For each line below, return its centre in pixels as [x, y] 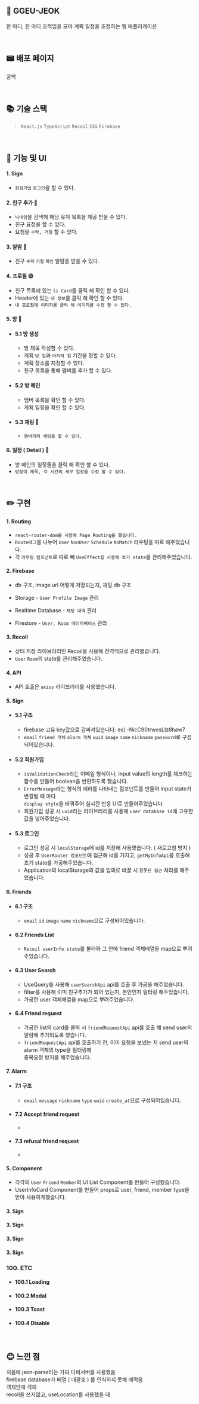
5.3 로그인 [27, 833]
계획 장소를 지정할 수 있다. [54, 363]
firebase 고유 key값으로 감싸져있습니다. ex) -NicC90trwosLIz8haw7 [105, 730]
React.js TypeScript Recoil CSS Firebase [71, 127]
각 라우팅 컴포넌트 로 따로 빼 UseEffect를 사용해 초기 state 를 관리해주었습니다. [103, 557]
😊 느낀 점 [23, 1356]
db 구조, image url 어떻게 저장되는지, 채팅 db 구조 [73, 585]
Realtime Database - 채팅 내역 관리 [56, 610]
